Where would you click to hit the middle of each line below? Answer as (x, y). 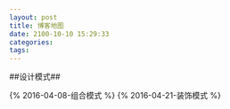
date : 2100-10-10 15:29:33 (59, 34)
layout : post (33, 17)
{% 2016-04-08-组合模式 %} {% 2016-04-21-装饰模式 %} (115, 96)
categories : (31, 42)
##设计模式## (35, 77)
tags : (19, 51)
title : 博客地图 (37, 26)
